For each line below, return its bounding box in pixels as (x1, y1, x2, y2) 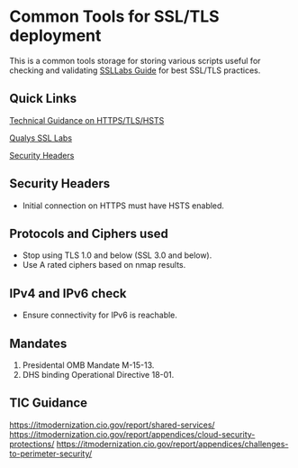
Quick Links (9, 91, 77, 106)
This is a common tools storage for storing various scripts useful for (9, 55, 261, 66)
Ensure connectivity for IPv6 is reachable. (22, 309, 178, 321)
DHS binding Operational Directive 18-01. (22, 370, 175, 380)
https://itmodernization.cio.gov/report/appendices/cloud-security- (9, 428, 256, 439)
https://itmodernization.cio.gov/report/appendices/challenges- (56, 438, 289, 449)
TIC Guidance (9, 395, 88, 411)
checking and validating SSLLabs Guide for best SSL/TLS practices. (9, 65, 261, 76)
